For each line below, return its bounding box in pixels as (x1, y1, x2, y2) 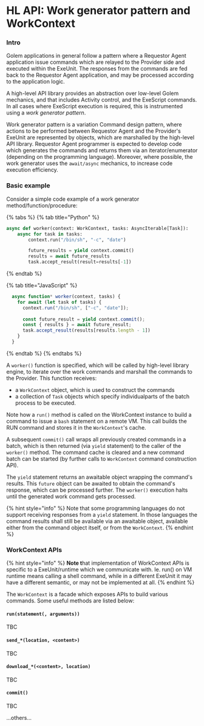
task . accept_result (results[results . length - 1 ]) (22, 327, 151, 333)
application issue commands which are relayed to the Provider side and (6, 58, 185, 66)
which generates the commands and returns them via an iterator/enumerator (6, 147, 198, 154)
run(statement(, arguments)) (6, 611, 80, 617)
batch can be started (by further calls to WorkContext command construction (6, 455, 197, 462)
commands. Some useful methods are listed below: (6, 597, 135, 604)
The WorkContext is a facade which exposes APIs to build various (6, 591, 168, 598)
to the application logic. (6, 78, 65, 85)
